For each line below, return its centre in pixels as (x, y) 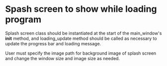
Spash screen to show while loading (81, 9)
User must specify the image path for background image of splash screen (81, 53)
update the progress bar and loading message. (53, 43)
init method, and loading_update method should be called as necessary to (81, 38)
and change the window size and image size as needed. (63, 58)
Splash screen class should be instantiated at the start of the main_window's (83, 33)
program (23, 19)
